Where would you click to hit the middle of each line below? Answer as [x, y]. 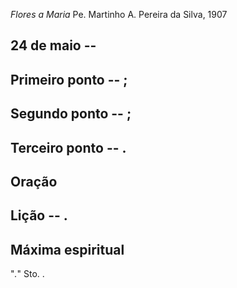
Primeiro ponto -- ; [69, 79]
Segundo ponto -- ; [71, 114]
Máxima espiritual [67, 249]
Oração [34, 181]
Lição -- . [39, 215]
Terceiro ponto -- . [68, 147]
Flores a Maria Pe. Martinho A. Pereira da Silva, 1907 [119, 14]
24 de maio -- [53, 45]
